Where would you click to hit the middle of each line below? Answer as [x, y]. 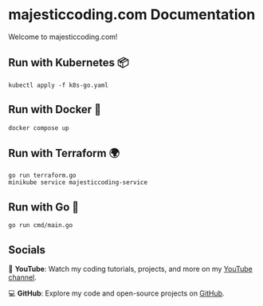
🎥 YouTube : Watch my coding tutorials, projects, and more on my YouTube [131, 269]
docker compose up [39, 128]
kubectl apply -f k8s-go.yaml [59, 85]
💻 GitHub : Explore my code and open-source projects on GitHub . [116, 293]
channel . [23, 277]
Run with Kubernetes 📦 [69, 63]
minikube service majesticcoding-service [78, 182]
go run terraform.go [43, 176]
